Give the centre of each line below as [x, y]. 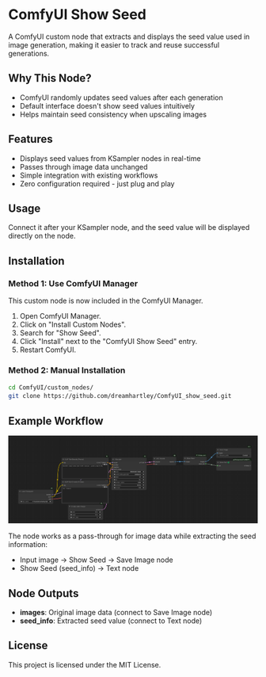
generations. [29, 53]
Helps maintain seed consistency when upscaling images [113, 114]
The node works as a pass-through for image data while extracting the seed [132, 536]
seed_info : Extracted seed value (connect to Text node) [111, 621]
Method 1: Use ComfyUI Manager [73, 283]
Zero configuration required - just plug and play [97, 183]
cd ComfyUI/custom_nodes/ [51, 388]
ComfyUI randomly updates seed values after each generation [121, 98]
